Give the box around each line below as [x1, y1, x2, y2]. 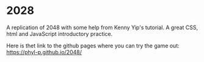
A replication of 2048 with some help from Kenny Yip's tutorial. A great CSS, [6, 24, 199, 31]
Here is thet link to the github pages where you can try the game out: [6, 42, 180, 49]
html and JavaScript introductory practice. [6, 30, 113, 37]
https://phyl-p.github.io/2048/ [6, 48, 82, 55]
